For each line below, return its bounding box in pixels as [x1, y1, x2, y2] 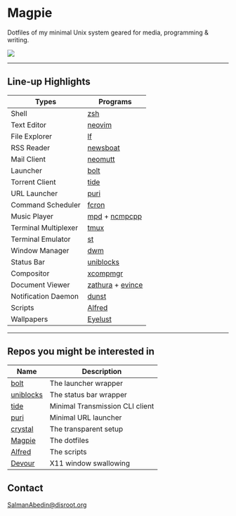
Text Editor [11, 120, 47, 129]
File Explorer [11, 131, 53, 141]
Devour [11, 458, 35, 468]
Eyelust [87, 314, 112, 324]
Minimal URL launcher [49, 413, 122, 423]
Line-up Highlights [7, 76, 91, 88]
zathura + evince [87, 280, 143, 290]
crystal [11, 424, 34, 434]
